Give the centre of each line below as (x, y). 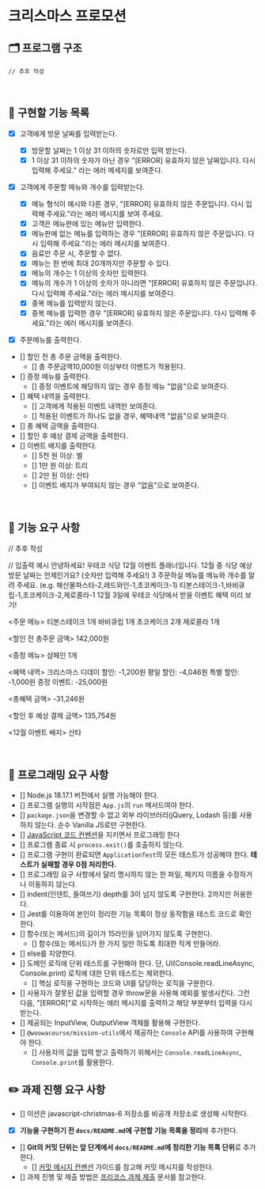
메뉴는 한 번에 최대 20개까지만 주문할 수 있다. (101, 263)
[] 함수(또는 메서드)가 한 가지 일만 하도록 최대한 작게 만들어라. (126, 944)
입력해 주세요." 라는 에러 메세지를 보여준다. (97, 170)
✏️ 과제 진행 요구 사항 (57, 1090)
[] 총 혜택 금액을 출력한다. (59, 426)
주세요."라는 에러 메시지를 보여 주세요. (105, 214)
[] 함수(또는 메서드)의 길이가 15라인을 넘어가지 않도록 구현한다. (115, 933)
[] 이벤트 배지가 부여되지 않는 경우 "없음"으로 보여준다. (115, 485)
